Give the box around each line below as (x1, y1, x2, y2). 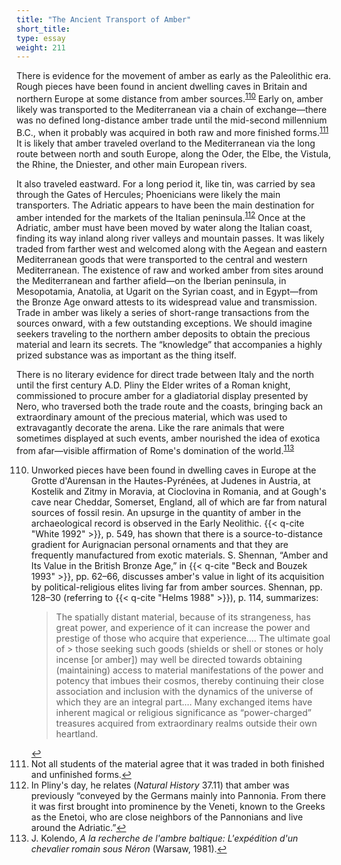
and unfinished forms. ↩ (30, 768, 132, 780)
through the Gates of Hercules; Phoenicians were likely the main (16, 188, 281, 200)
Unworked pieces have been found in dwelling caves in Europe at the (30, 464, 317, 476)
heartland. (55, 727, 99, 740)
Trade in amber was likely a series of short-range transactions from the (16, 307, 310, 319)
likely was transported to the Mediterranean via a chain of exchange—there (16, 103, 328, 115)
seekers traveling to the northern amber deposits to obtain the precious (16, 328, 311, 340)
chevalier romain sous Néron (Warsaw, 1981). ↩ (30, 842, 228, 855)
